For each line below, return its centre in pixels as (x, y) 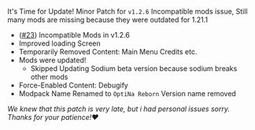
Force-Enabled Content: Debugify (74, 85)
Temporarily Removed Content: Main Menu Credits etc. (108, 52)
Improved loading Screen (59, 43)
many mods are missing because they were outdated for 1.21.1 (108, 20)
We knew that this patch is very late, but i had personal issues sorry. (118, 109)
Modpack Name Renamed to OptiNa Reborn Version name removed (128, 93)
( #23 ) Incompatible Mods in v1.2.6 (74, 35)
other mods (49, 77)
